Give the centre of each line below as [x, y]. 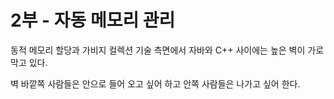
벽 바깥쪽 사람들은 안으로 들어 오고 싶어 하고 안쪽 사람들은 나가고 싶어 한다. [155, 83]
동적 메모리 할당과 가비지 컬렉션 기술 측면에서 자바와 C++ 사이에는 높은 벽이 [158, 50]
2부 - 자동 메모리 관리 [93, 20]
